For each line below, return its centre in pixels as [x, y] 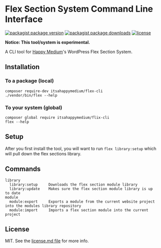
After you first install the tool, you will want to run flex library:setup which [81, 148]
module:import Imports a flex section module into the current [79, 210]
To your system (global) [34, 107]
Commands [23, 169]
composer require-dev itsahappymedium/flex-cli [54, 91]
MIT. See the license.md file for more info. [47, 241]
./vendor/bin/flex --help [31, 95]
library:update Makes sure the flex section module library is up [81, 189]
